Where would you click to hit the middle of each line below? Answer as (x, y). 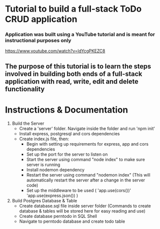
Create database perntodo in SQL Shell (58, 216)
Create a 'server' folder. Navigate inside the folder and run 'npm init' (87, 128)
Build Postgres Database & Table (44, 200)
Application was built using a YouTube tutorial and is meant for (80, 34)
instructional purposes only (38, 41)
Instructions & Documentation (66, 110)
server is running (43, 164)
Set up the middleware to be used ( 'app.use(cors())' (79, 190)
